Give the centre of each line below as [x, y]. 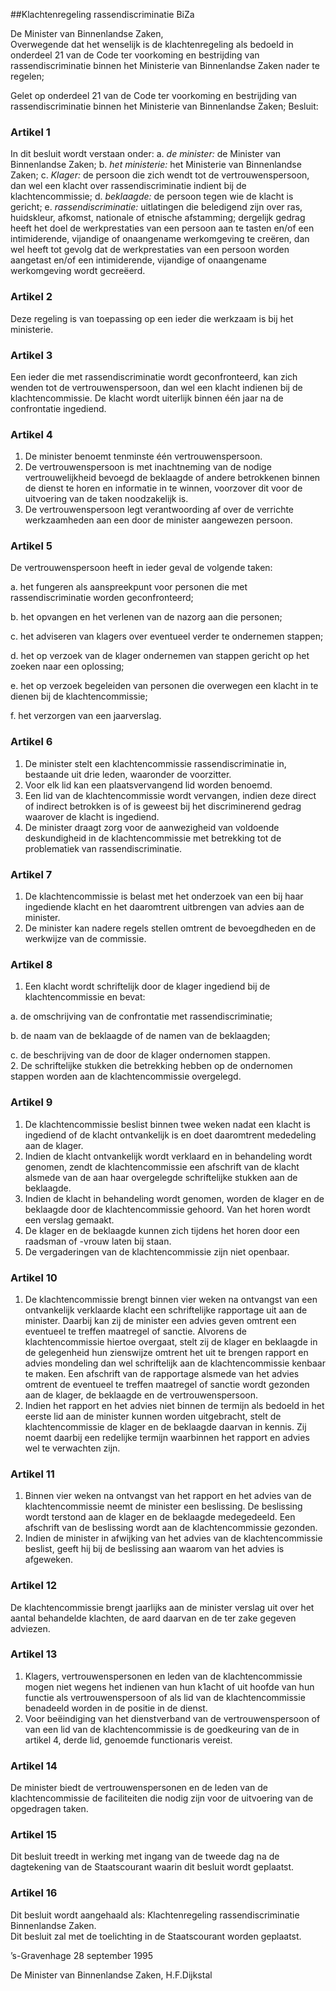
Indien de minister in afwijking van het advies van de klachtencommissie [173, 1538]
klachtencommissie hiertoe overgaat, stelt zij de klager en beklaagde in [171, 1341]
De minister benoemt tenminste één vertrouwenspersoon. [143, 456]
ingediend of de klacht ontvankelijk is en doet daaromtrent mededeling [170, 1135]
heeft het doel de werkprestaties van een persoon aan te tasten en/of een [162, 228]
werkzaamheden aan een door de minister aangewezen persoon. [158, 520]
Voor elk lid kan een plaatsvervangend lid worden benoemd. [148, 785]
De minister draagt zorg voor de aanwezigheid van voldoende [152, 827]
